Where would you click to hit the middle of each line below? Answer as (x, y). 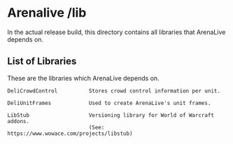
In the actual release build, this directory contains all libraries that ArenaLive (116, 32)
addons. (19, 121)
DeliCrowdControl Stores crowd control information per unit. (114, 91)
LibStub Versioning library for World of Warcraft (111, 115)
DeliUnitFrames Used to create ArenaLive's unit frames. (109, 103)
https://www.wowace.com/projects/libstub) (70, 134)
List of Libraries (42, 62)
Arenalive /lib (47, 13)
